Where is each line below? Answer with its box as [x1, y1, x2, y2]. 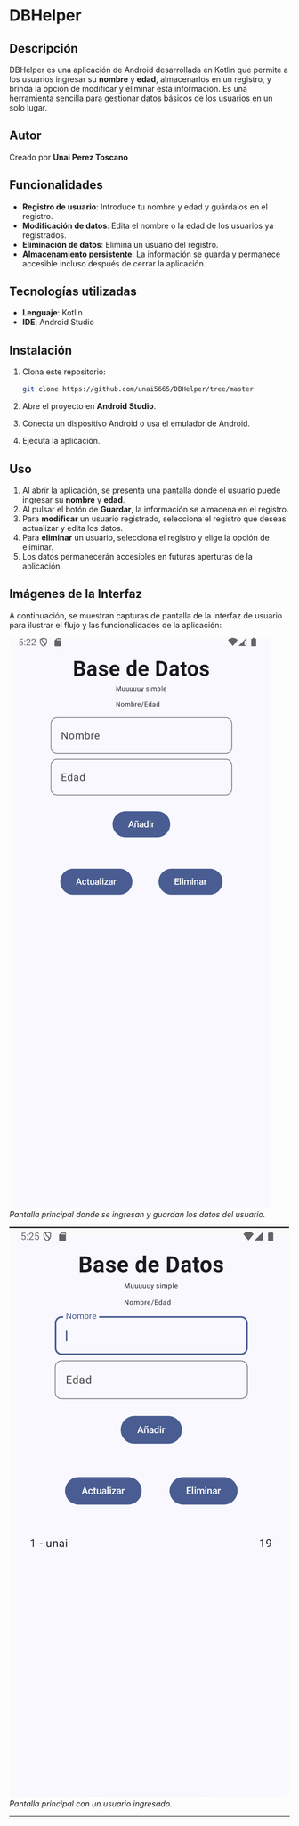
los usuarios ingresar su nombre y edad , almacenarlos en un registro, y [9, 74, 271, 85]
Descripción [9, 41, 78, 56]
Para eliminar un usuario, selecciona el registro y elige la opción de [21, 532, 270, 543]
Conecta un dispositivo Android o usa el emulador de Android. [21, 418, 251, 429]
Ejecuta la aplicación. [21, 436, 101, 446]
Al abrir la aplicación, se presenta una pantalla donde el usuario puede [21, 485, 281, 495]
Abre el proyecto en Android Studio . [21, 401, 157, 412]
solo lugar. [9, 102, 48, 112]
